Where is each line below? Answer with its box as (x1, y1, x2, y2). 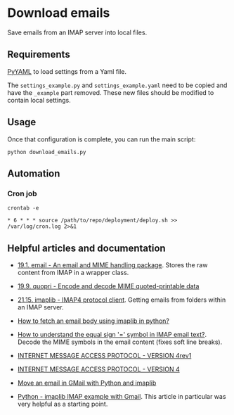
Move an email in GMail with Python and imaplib (17, 378, 157, 388)
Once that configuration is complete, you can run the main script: (7, 135, 196, 143)
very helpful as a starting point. (17, 400, 108, 409)
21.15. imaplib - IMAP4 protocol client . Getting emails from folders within (17, 295, 226, 304)
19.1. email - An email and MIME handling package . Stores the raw (17, 261, 208, 269)
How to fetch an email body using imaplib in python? (17, 317, 170, 325)
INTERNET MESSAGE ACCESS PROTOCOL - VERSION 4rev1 (17, 352, 192, 360)
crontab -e (7, 205, 39, 212)
